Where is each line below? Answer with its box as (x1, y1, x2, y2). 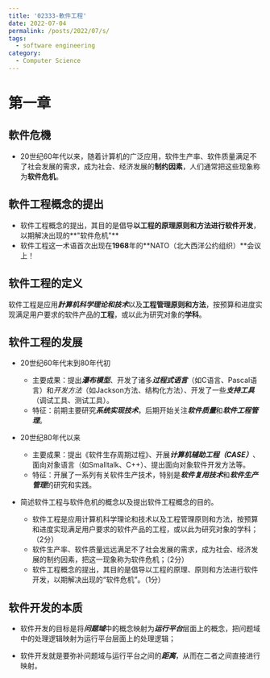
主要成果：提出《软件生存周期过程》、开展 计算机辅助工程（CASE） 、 (31, 450, 260, 460)
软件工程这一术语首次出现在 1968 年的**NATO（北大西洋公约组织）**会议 (19, 240, 262, 250)
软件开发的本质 (8, 601, 83, 614)
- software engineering (15, 42, 95, 50)
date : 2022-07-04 (8, 19, 67, 27)
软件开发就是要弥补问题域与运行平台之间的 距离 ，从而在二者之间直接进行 (19, 651, 260, 661)
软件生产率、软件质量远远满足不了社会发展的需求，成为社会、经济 (31, 545, 251, 555)
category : (8, 49, 42, 57)
